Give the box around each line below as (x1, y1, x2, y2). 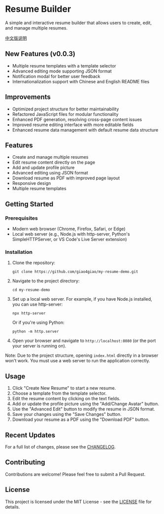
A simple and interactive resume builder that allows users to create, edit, (5, 20, 152, 26)
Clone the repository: (12, 260, 56, 266)
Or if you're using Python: (12, 319, 65, 326)
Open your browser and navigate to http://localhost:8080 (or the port (12, 338, 156, 343)
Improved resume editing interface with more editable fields (12, 122, 134, 128)
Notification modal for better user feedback (12, 73, 100, 79)
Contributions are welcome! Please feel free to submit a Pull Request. (5, 471, 146, 477)
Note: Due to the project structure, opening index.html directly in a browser (5, 352, 159, 358)
